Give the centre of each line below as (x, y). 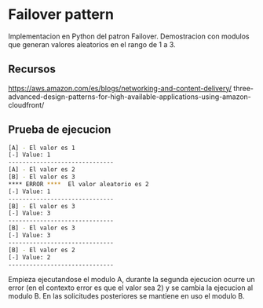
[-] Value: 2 (29, 257)
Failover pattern (61, 15)
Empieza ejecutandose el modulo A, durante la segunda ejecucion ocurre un (131, 280)
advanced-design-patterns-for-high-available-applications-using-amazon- (130, 97)
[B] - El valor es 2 (42, 250)
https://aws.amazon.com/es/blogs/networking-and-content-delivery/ (120, 88)
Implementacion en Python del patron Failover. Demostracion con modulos (129, 36)
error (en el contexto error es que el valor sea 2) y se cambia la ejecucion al (131, 288)
